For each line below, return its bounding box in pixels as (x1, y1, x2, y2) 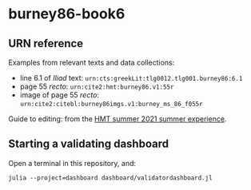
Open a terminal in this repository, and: (8, 158, 137, 168)
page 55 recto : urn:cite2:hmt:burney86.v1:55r (19, 81, 174, 91)
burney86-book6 (8, 5, 125, 23)
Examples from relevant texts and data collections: (8, 57, 175, 67)
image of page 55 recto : (19, 90, 100, 100)
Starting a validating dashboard (8, 137, 169, 151)
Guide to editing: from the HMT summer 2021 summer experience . (8, 114, 227, 124)
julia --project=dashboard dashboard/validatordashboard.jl (8, 173, 213, 182)
